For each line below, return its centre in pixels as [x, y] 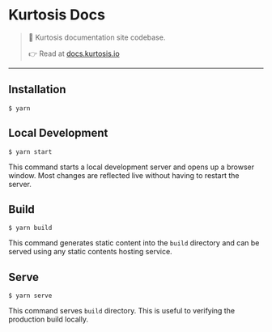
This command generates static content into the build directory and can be [134, 243]
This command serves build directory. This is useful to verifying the [122, 311]
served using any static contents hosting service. [90, 252]
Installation [37, 89]
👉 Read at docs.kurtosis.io [74, 53]
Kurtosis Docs [57, 15]
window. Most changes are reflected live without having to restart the [124, 175]
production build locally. [49, 319]
